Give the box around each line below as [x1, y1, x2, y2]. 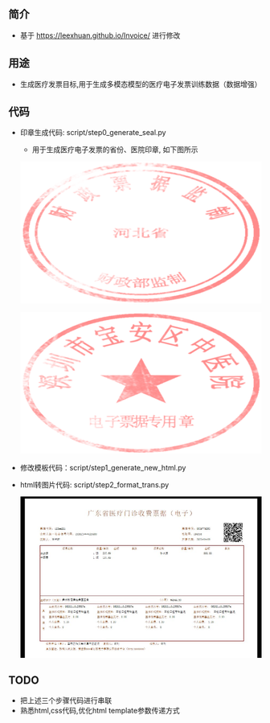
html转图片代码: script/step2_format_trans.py [19, 480, 170, 490]
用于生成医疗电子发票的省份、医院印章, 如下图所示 [31, 145, 198, 154]
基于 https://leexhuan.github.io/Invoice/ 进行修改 [19, 31, 181, 40]
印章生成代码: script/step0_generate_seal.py [19, 128, 166, 138]
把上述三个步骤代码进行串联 [19, 696, 112, 705]
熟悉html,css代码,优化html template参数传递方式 [19, 706, 180, 716]
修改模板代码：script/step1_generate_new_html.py [19, 463, 186, 473]
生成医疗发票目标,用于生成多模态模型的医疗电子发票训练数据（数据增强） [19, 79, 262, 88]
